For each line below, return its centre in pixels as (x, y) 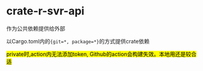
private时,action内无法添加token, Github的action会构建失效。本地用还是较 (99, 54)
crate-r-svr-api (45, 11)
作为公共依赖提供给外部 (36, 28)
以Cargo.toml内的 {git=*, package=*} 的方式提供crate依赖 (78, 41)
